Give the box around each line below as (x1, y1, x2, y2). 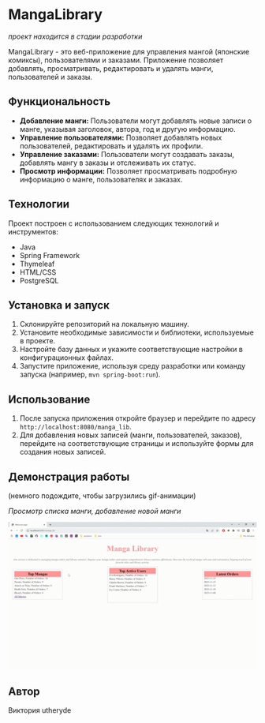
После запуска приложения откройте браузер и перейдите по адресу (19, 414, 256, 423)
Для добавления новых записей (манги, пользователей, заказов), (19, 430, 243, 440)
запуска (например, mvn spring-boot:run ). (19, 369, 161, 380)
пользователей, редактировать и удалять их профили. (19, 140, 203, 151)
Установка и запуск (8, 298, 110, 312)
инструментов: (8, 227, 59, 236)
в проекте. (19, 336, 56, 346)
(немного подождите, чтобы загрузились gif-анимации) (8, 491, 196, 500)
